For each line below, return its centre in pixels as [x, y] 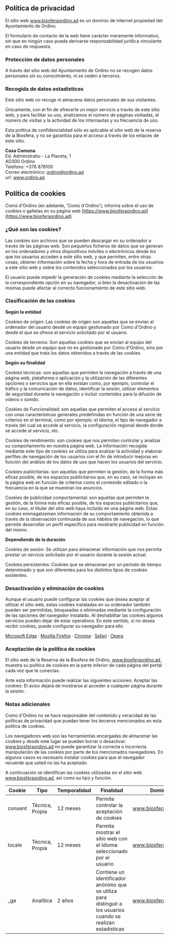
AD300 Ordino [20, 162]
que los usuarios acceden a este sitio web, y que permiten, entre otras [78, 257]
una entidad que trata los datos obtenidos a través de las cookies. [73, 353]
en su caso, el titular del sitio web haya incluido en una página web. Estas [81, 508]
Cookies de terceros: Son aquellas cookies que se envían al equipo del [78, 342]
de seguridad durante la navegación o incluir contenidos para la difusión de [83, 394]
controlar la [109, 805]
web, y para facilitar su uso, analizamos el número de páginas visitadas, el [82, 115]
